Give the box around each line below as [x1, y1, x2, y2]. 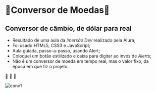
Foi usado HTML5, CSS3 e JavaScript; [12, 43, 91, 48]
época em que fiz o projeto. [12, 64, 69, 69]
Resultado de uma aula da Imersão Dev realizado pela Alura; [12, 37, 136, 43]
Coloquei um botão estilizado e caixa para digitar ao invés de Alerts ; [12, 53, 152, 59]
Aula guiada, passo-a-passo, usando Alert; [12, 48, 100, 53]
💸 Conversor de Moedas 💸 [5, 4, 110, 16]
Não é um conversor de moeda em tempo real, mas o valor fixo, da [12, 58, 149, 64]
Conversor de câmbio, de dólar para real [5, 24, 132, 33]
